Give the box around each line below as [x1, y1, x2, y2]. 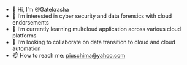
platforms [12, 32, 37, 39]
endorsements [12, 19, 49, 26]
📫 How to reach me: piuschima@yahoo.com [12, 52, 126, 59]
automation [12, 45, 41, 52]
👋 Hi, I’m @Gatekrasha [12, 6, 69, 13]
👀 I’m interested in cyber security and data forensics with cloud [12, 12, 172, 20]
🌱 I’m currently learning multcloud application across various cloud [12, 25, 181, 32]
